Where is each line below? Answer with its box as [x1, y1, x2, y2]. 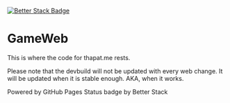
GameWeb [7, 31, 69, 46]
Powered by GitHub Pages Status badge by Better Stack [7, 87, 168, 96]
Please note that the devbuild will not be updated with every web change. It [7, 66, 223, 75]
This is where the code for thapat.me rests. [7, 53, 131, 62]
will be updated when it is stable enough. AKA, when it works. [7, 74, 184, 82]
